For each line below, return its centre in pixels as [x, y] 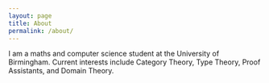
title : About [30, 23]
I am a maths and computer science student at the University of [114, 54]
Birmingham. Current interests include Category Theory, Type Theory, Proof [134, 62]
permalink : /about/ [41, 31]
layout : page [30, 16]
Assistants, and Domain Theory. [61, 71]
